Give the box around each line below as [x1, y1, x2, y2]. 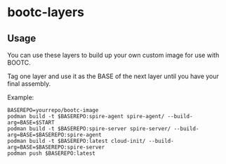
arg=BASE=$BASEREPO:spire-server [7, 144, 105, 151]
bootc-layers [7, 4, 85, 20]
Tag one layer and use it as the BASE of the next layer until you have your [7, 72, 220, 80]
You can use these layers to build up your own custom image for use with [7, 51, 220, 59]
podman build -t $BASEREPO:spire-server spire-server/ [7, 125, 171, 132]
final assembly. [7, 80, 51, 88]
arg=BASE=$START [7, 119, 55, 126]
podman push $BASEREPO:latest [7, 150, 96, 157]
